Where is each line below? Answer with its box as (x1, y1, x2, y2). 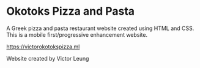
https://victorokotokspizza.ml (6, 43, 80, 50)
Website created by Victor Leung (6, 55, 89, 62)
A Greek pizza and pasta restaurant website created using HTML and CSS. (6, 25, 194, 32)
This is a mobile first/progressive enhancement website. (6, 31, 148, 38)
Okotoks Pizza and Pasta (6, 4, 135, 18)
